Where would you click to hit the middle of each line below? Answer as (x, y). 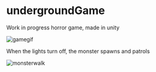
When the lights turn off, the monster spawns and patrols (78, 51)
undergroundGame (56, 11)
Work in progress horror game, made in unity (63, 27)
